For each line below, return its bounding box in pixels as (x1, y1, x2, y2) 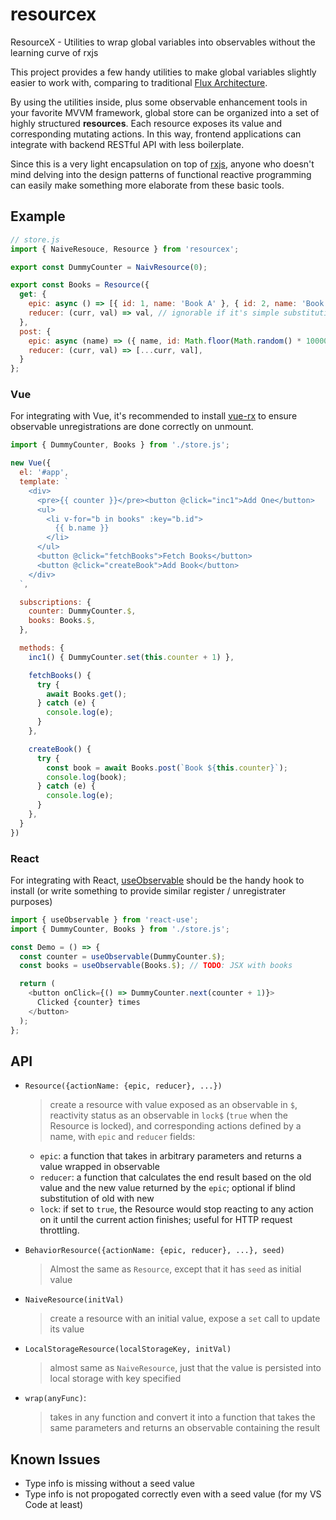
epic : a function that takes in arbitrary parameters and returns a (39, 1150, 302, 1162)
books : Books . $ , (28, 616, 97, 626)
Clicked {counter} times (36, 998, 141, 1008)
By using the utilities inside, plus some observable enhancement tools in (10, 96, 308, 108)
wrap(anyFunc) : (24, 1392, 87, 1404)
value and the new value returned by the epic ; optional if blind (39, 1182, 296, 1194)
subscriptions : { (19, 597, 92, 607)
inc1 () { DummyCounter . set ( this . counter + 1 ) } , (28, 652, 235, 662)
